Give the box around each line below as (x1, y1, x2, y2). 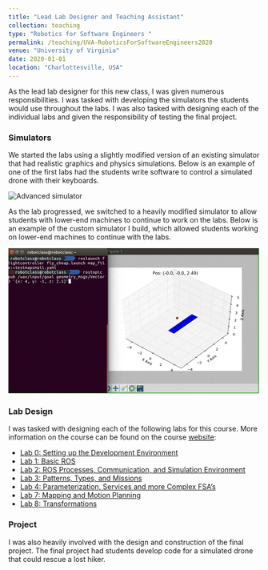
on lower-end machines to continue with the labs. (8, 232, 172, 242)
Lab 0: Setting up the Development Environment (19, 448, 178, 458)
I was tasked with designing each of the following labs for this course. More (8, 424, 258, 434)
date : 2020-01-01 (8, 55, 66, 63)
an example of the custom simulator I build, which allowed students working (8, 224, 258, 234)
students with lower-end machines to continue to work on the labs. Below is (8, 215, 258, 225)
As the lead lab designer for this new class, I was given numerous (8, 86, 225, 96)
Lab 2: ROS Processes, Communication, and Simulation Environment (19, 465, 246, 475)
